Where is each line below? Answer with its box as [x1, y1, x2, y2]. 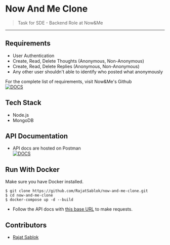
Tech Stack [5, 99, 41, 107]
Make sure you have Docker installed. [5, 179, 83, 185]
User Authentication [12, 53, 55, 59]
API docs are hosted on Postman [12, 145, 81, 152]
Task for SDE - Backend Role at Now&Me [17, 20, 103, 26]
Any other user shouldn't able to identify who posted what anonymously [12, 69, 163, 75]
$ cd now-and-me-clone [5, 193, 53, 198]
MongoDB [12, 117, 34, 123]
